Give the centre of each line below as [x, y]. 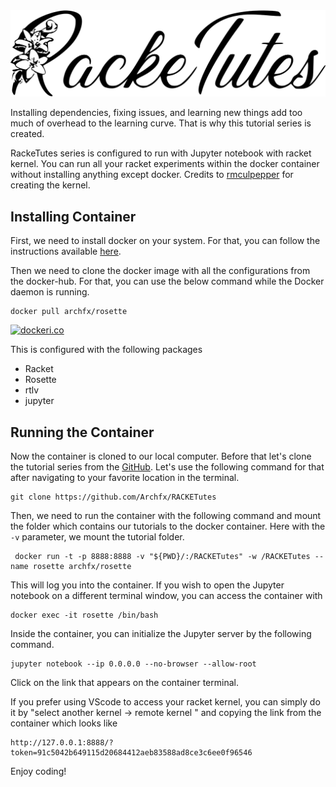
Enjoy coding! [38, 771]
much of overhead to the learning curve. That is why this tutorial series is [161, 123]
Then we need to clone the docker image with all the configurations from [160, 271]
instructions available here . [66, 251]
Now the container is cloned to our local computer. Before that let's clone [161, 456]
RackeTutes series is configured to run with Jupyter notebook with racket [161, 153]
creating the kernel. [50, 185]
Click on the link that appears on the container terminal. [124, 682]
